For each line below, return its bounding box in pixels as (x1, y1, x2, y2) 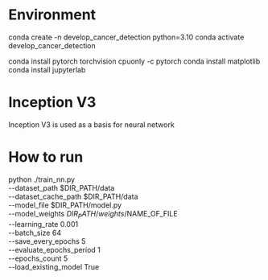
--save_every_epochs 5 (8, 236, 86, 246)
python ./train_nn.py (8, 175, 75, 184)
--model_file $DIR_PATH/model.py (8, 200, 122, 210)
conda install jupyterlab (8, 64, 86, 74)
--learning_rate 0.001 (8, 219, 79, 229)
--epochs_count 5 (8, 253, 68, 263)
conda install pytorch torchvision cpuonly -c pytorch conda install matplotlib (8, 56, 261, 66)
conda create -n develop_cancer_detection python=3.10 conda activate (8, 32, 245, 42)
